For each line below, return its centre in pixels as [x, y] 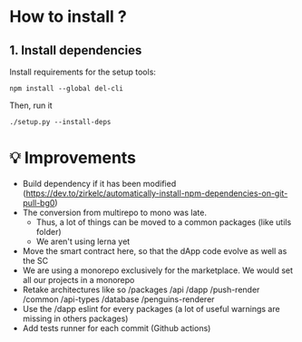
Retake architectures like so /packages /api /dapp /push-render [141, 289]
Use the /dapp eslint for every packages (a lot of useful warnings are [151, 308]
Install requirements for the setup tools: [83, 72]
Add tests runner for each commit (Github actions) [117, 327]
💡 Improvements [73, 158]
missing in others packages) [75, 318]
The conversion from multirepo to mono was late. [114, 212]
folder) [49, 231]
